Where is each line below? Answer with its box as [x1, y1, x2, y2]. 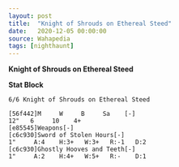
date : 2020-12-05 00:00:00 [8, 27, 107, 35]
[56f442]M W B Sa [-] [8, 110, 136, 118]
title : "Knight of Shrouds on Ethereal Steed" [8, 19, 173, 28]
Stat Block [8, 80, 44, 90]
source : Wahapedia [8, 34, 70, 43]
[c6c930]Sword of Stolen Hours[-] [8, 131, 126, 139]
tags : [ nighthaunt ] [8, 42, 75, 50]
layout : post [8, 11, 53, 20]
